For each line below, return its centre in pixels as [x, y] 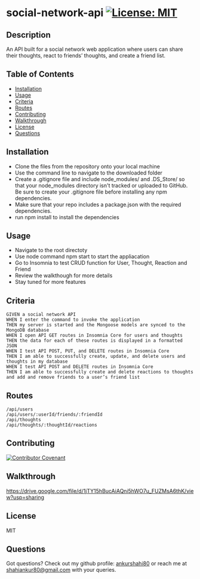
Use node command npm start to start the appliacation [82, 256]
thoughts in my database [37, 362]
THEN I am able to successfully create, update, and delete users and [96, 356]
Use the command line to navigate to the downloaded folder [89, 173]
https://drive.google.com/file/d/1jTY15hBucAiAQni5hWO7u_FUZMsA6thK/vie [100, 491]
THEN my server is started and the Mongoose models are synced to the [96, 325]
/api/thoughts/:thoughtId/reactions [52, 425]
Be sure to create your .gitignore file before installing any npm [91, 192]
